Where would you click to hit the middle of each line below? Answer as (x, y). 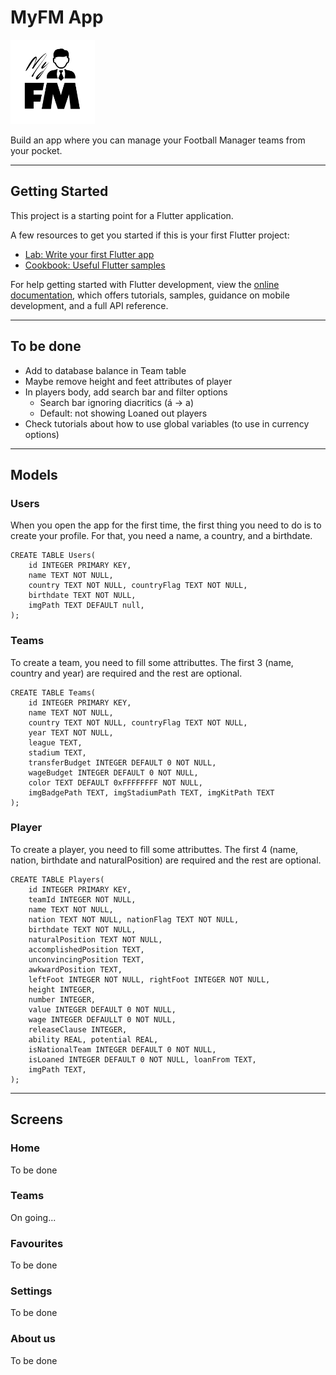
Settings (31, 1291)
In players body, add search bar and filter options (126, 392)
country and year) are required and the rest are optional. (126, 673)
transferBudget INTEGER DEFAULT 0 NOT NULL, (122, 762)
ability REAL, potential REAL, (93, 1039)
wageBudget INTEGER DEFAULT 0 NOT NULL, (113, 772)
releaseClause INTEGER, (78, 1029)
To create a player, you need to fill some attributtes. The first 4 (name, (154, 849)
